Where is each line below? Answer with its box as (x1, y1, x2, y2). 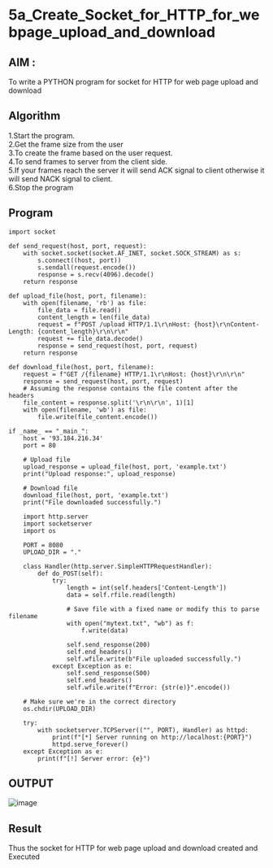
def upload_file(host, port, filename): (8, 291, 148, 300)
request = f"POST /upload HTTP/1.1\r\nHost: (37, 320, 191, 329)
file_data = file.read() (37, 306, 122, 314)
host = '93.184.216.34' (23, 434, 104, 443)
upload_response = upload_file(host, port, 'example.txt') (23, 462, 227, 471)
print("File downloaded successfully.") (23, 498, 162, 506)
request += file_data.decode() (37, 334, 144, 342)
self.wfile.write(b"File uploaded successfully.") (66, 655, 242, 663)
